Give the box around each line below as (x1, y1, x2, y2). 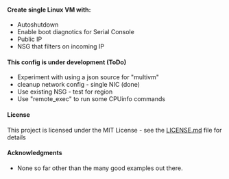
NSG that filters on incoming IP (16, 42, 105, 51)
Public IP (16, 35, 43, 44)
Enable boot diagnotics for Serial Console (16, 28, 135, 36)
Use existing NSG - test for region (16, 87, 113, 96)
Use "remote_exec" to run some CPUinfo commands (16, 95, 166, 103)
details (7, 133, 26, 141)
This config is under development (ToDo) (7, 58, 127, 66)
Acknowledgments (7, 149, 63, 157)
